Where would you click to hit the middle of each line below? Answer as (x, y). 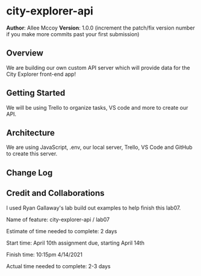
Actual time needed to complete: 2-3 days (58, 266)
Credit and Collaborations (55, 193)
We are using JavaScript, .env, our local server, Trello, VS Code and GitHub (99, 147)
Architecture (31, 133)
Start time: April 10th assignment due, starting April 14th (75, 243)
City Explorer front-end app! (41, 74)
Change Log (29, 173)
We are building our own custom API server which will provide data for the (98, 67)
